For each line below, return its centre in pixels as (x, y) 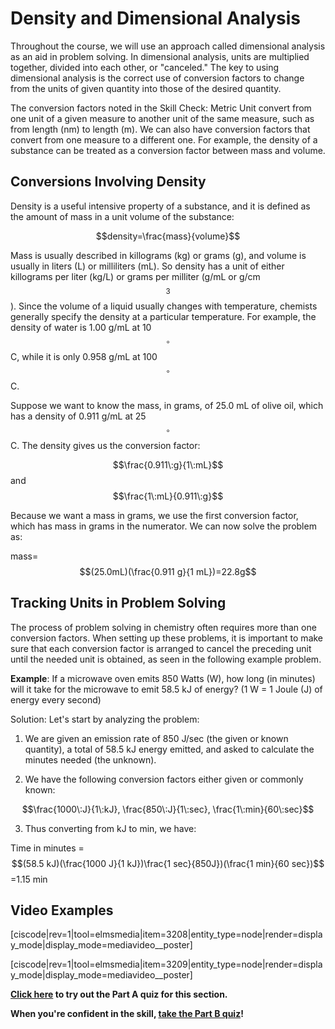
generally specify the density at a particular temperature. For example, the (163, 316)
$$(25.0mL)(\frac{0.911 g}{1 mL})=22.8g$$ (168, 571)
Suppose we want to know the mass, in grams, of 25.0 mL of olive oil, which (167, 405)
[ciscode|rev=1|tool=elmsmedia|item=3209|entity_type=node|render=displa (166, 964)
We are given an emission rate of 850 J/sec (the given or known (156, 738)
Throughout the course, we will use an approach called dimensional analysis (168, 46)
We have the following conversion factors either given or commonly (164, 779)
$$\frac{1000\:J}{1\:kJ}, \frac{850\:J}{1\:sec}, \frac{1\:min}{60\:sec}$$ (168, 809)
